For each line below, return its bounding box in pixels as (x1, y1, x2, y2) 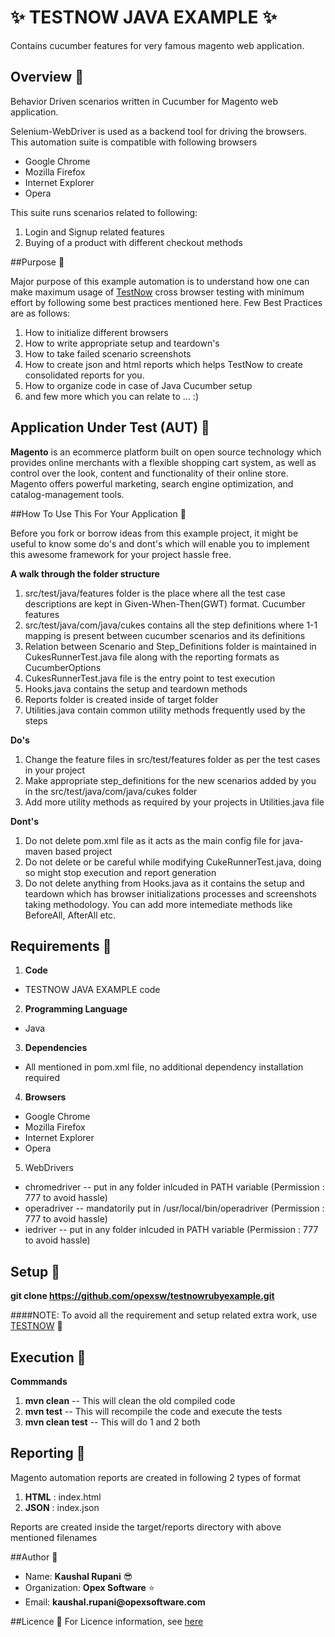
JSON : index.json (24, 1501, 100, 1513)
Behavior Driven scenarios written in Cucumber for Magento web (10, 95, 279, 107)
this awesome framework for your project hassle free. (10, 548, 232, 560)
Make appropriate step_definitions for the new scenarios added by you (24, 774, 317, 786)
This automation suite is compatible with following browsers (10, 136, 258, 148)
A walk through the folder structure (10, 567, 160, 580)
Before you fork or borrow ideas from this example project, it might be (10, 527, 299, 539)
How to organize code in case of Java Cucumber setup (24, 379, 253, 391)
